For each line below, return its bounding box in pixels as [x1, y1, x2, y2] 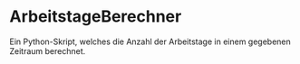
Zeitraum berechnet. [9, 45, 86, 56]
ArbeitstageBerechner [9, 6, 182, 27]
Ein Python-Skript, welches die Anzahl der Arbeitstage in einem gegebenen [9, 36, 292, 47]
